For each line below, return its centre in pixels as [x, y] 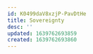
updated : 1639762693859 [42, 33]
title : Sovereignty [36, 20]
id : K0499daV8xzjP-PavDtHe [47, 14]
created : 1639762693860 [42, 40]
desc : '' [20, 27]
